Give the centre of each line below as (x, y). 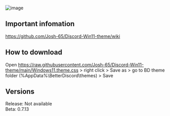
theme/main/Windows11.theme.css (42, 70)
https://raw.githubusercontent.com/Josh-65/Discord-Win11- (81, 64)
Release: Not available (29, 104)
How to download (34, 52)
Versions (20, 92)
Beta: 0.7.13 (17, 109)
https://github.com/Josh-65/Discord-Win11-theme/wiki (63, 36)
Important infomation (40, 24)
